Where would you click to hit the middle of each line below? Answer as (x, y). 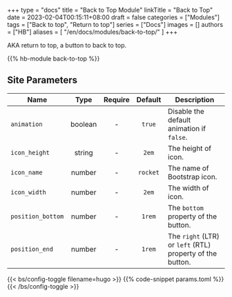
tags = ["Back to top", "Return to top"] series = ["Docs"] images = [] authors (115, 24)
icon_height (30, 152)
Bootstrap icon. (193, 176)
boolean (84, 124)
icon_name (27, 172)
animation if (187, 128)
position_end (32, 249)
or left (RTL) (190, 245)
